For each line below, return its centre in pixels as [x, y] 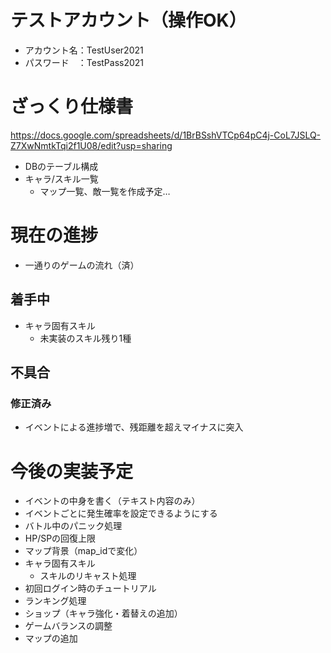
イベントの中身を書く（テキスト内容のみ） [112, 501]
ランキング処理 [55, 601]
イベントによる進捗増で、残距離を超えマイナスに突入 [134, 427]
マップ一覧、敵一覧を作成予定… [105, 191]
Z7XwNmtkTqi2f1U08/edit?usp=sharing [91, 145]
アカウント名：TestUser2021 [84, 50]
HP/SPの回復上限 [60, 538]
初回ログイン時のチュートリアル [90, 588]
